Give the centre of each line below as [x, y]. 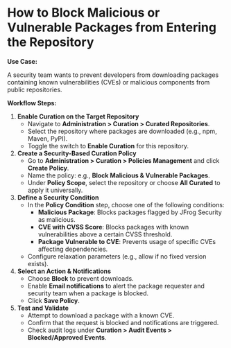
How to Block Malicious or [84, 13]
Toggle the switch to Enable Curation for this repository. [108, 146]
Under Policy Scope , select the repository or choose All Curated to [124, 182]
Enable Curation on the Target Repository [78, 116]
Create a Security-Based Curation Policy [77, 153]
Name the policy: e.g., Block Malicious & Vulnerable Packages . [119, 175]
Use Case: [23, 61]
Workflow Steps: [32, 103]
